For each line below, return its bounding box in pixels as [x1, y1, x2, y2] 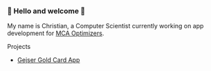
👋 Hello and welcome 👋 [7, 6, 86, 16]
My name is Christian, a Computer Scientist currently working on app [7, 22, 204, 30]
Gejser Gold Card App [17, 56, 80, 64]
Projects [7, 43, 31, 51]
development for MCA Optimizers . [7, 29, 104, 37]
